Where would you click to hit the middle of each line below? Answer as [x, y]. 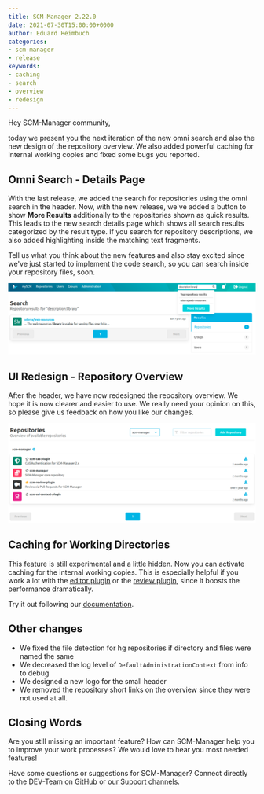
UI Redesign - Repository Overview [96, 376]
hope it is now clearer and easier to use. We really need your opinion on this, [132, 404]
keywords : [24, 67]
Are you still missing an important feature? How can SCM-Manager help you [131, 741]
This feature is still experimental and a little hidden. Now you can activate [126, 564]
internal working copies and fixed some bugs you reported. [104, 155]
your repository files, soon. [52, 272]
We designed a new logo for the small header [93, 681]
